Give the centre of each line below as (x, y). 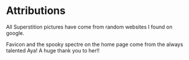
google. (15, 33)
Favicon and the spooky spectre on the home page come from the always (95, 44)
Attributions (36, 11)
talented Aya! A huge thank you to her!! (53, 50)
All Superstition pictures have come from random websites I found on (89, 27)
